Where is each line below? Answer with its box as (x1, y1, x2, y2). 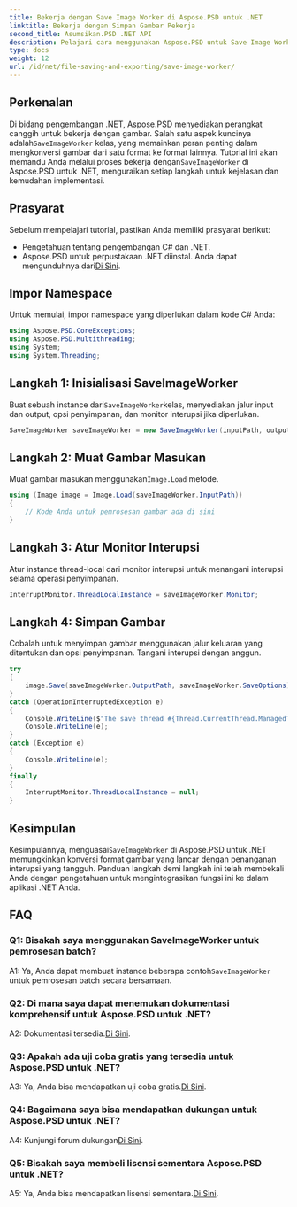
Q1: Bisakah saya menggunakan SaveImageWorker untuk (9, 934, 259, 947)
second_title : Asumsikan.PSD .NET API (9, 29, 152, 38)
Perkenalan (9, 95, 73, 111)
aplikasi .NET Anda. (9, 882, 80, 893)
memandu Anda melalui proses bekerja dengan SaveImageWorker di (9, 156, 249, 166)
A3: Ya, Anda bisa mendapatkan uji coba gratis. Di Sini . (9, 1081, 207, 1092)
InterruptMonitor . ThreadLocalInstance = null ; (25, 788, 200, 797)
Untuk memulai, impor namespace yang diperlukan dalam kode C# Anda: (9, 309, 276, 320)
